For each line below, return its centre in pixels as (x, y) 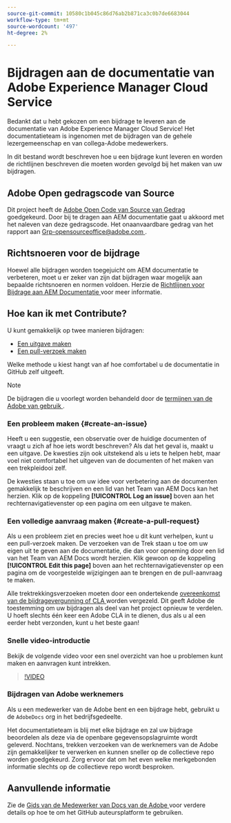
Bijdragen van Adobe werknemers (66, 694)
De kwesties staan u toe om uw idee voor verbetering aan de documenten (112, 481)
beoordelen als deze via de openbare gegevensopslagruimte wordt (102, 737)
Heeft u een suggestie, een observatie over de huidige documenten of (107, 438)
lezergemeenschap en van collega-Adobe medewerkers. (88, 143)
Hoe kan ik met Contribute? (67, 314)
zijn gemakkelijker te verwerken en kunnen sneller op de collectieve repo (111, 752)
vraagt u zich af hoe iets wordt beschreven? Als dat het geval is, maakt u (110, 446)
